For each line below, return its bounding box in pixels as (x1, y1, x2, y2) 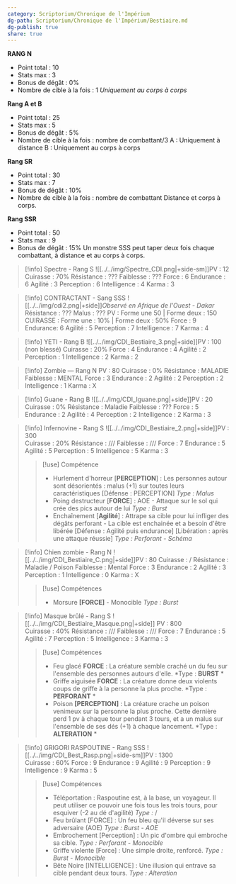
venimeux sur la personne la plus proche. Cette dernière (52, 707, 217, 716)
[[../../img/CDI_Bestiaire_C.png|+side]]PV (24, 556, 144, 564)
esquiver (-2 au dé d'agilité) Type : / (52, 809, 158, 817)
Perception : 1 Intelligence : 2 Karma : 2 (24, 352, 139, 362)
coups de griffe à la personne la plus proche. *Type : (52, 685, 207, 693)
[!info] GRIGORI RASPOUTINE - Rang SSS (24, 744, 146, 752)
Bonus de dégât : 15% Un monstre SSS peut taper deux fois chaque (17, 244, 215, 252)
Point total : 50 (17, 228, 61, 237)
